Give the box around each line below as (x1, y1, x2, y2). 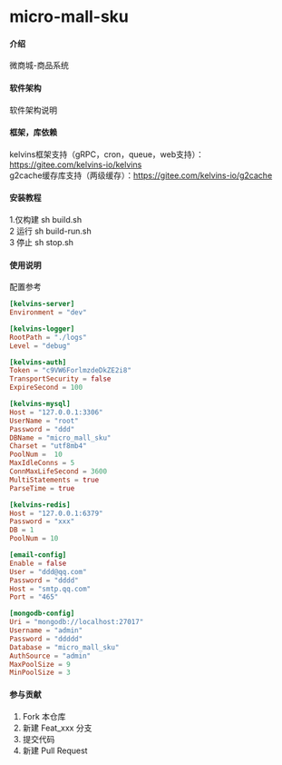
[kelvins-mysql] (9, 400, 71, 409)
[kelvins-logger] (9, 324, 75, 333)
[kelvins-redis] (9, 500, 71, 510)
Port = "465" (9, 592, 59, 601)
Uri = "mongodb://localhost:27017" (9, 618, 144, 627)
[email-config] (9, 551, 67, 560)
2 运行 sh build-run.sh (9, 225, 92, 236)
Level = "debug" (9, 341, 71, 351)
